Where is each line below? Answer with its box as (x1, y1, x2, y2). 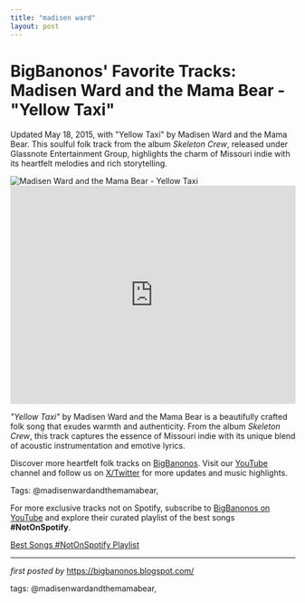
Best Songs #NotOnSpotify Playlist (10, 540, 139, 550)
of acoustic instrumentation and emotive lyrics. (10, 441, 186, 452)
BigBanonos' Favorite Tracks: (10, 61, 237, 82)
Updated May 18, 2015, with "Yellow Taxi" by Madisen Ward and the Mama (10, 129, 288, 141)
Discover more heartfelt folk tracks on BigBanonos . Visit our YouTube (10, 458, 268, 469)
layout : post (10, 22, 60, 31)
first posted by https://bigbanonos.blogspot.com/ (10, 566, 195, 577)
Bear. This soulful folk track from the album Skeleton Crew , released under (10, 139, 289, 150)
